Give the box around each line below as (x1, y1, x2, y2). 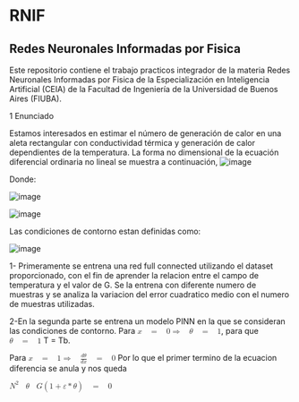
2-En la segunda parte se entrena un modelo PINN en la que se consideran (9, 316, 286, 327)
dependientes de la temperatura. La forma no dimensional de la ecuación (9, 147, 279, 158)
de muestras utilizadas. (9, 299, 96, 309)
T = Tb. (43, 335, 71, 346)
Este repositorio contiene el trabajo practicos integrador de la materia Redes (9, 64, 291, 75)
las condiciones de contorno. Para (9, 326, 136, 336)
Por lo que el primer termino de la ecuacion (117, 353, 278, 363)
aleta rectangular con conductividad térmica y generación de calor (9, 138, 255, 148)
